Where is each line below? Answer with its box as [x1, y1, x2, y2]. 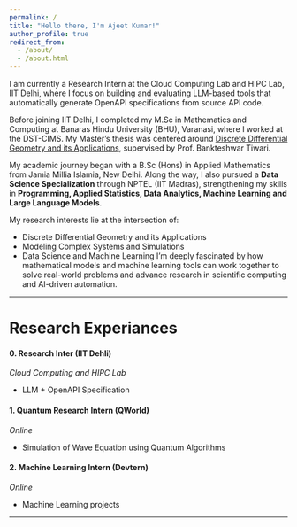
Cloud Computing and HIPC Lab [9, 368, 126, 378]
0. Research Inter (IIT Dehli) [9, 347, 112, 359]
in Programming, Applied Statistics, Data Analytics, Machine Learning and [9, 188, 287, 198]
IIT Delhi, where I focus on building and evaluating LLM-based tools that [9, 88, 271, 98]
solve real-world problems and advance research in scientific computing [21, 269, 287, 280]
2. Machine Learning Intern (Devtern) [9, 462, 148, 473]
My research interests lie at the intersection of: [9, 214, 179, 225]
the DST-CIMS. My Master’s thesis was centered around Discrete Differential [9, 134, 288, 143]
